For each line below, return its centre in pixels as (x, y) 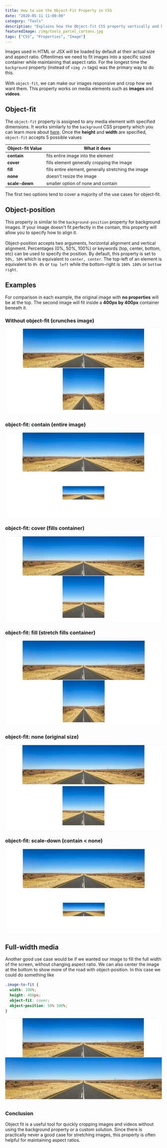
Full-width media (32, 947)
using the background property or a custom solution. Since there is (74, 1130)
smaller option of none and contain (82, 183)
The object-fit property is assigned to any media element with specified (80, 121)
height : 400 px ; (25, 995)
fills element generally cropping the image (89, 162)
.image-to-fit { (22, 985)
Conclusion (19, 1113)
